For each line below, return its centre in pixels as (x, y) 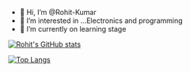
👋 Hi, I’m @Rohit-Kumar (58, 12)
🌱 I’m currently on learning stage (73, 29)
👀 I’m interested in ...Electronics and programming (101, 21)
